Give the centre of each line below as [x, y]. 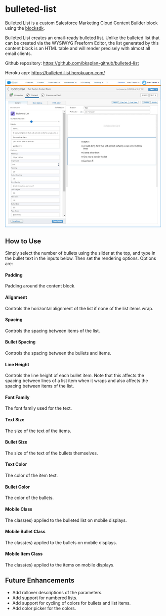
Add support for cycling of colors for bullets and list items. [71, 603]
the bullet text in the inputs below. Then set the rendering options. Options [81, 258]
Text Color [16, 464]
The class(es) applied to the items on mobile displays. [60, 565]
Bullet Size [16, 442]
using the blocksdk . [25, 28]
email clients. [19, 54]
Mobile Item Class [24, 554]
